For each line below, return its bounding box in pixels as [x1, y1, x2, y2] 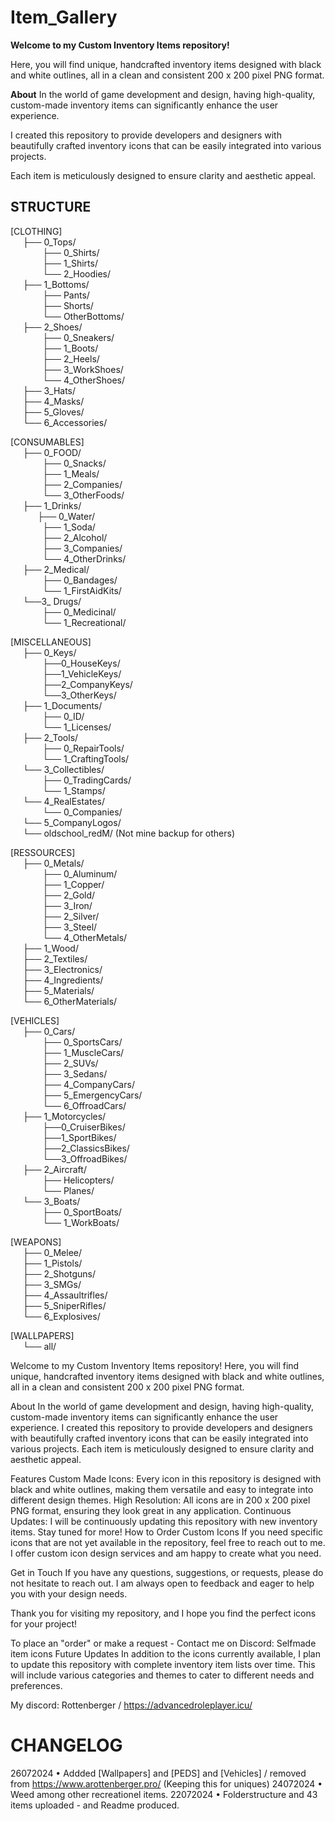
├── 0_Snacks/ [42, 457, 107, 469]
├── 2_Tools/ [22, 731, 79, 743]
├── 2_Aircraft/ [22, 1163, 87, 1175]
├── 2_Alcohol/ [42, 531, 108, 543]
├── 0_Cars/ [22, 1025, 76, 1037]
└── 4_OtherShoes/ [42, 374, 126, 386]
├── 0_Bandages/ [42, 574, 118, 586]
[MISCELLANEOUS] [10, 636, 92, 648]
